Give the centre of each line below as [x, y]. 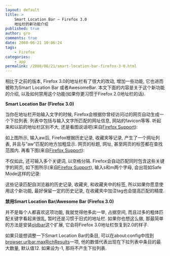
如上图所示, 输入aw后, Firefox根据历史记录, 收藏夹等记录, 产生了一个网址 [80, 138]
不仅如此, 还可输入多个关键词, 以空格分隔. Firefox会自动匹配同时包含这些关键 [85, 161]
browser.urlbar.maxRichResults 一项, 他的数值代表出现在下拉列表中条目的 [81, 242]
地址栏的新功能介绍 [31, 24]
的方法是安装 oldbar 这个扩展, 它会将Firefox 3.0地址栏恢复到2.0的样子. [77, 225]
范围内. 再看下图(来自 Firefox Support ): [45, 150]
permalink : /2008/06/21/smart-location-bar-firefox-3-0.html [71, 66]
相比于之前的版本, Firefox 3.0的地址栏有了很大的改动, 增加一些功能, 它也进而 [84, 81]
